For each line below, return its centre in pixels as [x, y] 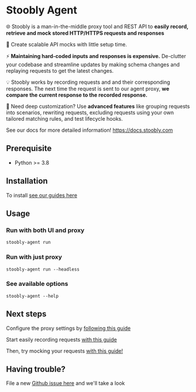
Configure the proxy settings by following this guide [68, 328]
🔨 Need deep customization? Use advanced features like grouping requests [98, 106]
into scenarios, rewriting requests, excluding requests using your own [90, 113]
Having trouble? [36, 369]
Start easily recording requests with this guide [61, 339]
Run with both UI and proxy [45, 230]
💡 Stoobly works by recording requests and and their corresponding [88, 82]
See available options [37, 284]
